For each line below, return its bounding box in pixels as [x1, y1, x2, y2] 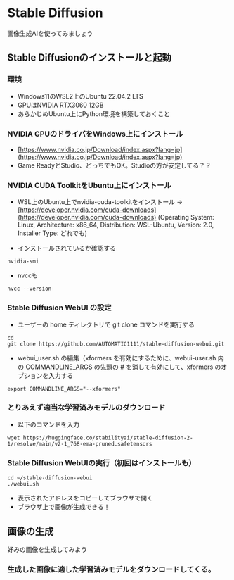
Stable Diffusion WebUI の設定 [7, 303, 112, 313]
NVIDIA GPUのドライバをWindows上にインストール [7, 129, 183, 139]
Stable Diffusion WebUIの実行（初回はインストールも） [7, 458, 196, 467]
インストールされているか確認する [17, 244, 117, 253]
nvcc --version [7, 285, 52, 293]
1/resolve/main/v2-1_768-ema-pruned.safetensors [7, 440, 152, 448]
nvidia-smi [7, 258, 39, 265]
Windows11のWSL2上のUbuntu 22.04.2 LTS [17, 92, 144, 100]
